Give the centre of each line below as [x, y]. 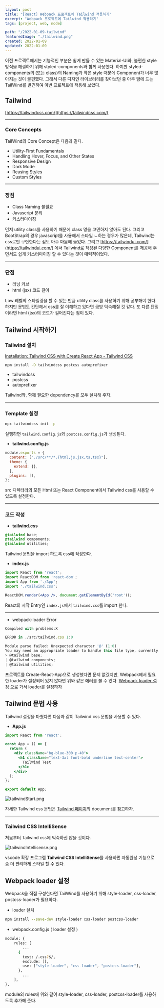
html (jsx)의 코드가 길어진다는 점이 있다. [56, 313]
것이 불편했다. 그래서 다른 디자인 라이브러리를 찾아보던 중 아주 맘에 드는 [86, 78]
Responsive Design [31, 161]
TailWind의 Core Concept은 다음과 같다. [44, 141]
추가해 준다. [25, 1000]
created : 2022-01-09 [26, 41]
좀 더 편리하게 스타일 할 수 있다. [35, 864]
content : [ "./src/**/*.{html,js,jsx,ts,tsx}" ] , [59, 457]
